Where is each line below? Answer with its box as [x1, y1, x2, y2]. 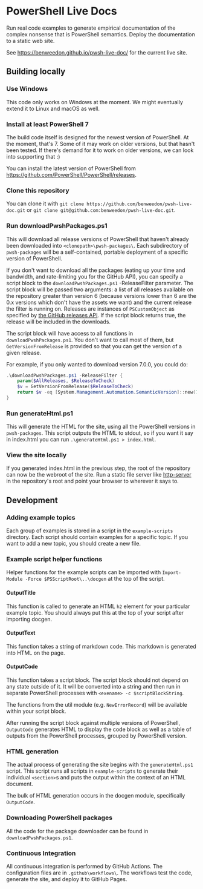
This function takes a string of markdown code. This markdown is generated [6, 643, 196, 650]
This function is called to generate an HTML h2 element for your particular [6, 603, 190, 610]
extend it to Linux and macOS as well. [6, 105, 100, 112]
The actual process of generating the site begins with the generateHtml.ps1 [6, 761, 193, 768]
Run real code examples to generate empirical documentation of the [6, 24, 176, 31]
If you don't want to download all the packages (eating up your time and [6, 266, 185, 274]
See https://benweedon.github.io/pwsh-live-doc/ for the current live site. [6, 48, 187, 56]
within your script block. [6, 707, 66, 715]
